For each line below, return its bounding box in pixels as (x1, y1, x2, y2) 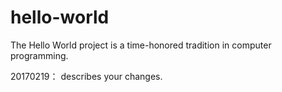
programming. (10, 49, 69, 61)
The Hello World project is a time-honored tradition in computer (10, 39, 272, 51)
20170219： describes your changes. (10, 70, 163, 82)
